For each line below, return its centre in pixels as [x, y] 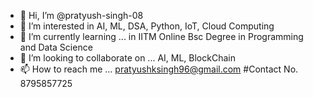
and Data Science [56, 47]
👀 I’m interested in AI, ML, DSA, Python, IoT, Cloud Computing [147, 26]
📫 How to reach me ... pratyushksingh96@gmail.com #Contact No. [159, 69]
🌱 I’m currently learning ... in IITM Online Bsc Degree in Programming [161, 36]
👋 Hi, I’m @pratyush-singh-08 [81, 15]
